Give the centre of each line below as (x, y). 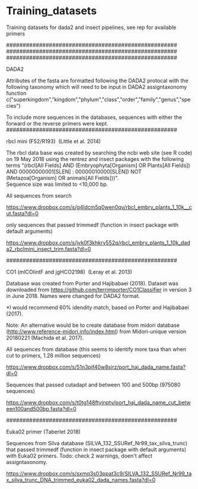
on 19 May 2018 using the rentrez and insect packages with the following (95, 159)
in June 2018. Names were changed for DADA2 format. (73, 296)
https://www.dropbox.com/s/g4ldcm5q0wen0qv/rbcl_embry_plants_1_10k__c (99, 207)
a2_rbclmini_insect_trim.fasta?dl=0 (49, 249)
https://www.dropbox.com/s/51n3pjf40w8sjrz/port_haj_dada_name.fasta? (96, 367)
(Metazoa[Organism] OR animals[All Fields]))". (63, 178)
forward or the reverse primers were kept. (57, 123)
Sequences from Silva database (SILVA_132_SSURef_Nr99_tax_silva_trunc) (97, 443)
